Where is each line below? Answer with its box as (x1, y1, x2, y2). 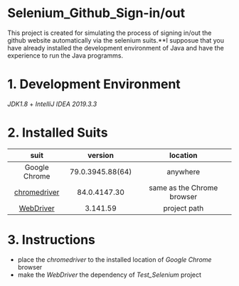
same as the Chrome (149, 183, 218, 193)
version (87, 150, 114, 160)
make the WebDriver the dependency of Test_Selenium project (17, 270, 201, 279)
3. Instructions (7, 232, 96, 248)
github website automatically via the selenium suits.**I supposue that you (7, 36, 225, 44)
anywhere (166, 166, 201, 176)
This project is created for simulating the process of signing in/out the (7, 28, 212, 37)
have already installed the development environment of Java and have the (7, 43, 224, 52)
